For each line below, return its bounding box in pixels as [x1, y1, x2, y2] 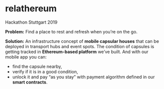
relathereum [5, 3, 57, 14]
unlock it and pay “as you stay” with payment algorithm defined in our [12, 74, 155, 80]
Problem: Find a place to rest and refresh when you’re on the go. [5, 29, 138, 34]
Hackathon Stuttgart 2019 [5, 19, 58, 25]
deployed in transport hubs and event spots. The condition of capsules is [5, 43, 155, 49]
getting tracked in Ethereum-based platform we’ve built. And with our [5, 49, 149, 55]
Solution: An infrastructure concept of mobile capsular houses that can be [5, 38, 160, 44]
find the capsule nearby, [12, 63, 62, 69]
